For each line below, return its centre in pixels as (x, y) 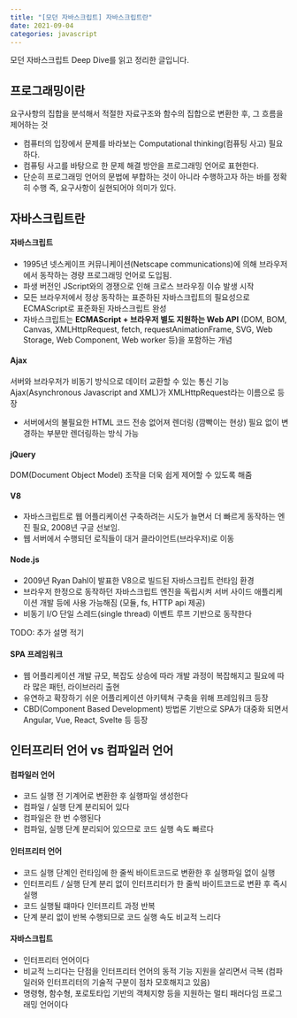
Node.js (25, 559)
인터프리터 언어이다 (56, 960)
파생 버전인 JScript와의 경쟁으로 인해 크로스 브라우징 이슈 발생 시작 (138, 286)
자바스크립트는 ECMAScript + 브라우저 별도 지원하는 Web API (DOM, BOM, (155, 319)
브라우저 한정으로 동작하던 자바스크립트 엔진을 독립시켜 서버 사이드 (137, 591)
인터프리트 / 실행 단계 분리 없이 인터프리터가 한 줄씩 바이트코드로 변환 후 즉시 (155, 883)
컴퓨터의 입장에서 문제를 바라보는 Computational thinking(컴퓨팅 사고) (145, 143)
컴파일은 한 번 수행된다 (62, 818)
